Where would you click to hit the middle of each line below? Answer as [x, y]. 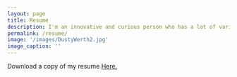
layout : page [26, 14]
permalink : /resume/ [38, 33]
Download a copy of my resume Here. [62, 66]
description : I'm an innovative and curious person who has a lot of [112, 27]
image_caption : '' [34, 46]
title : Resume [28, 20]
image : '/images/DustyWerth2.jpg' [58, 40]
